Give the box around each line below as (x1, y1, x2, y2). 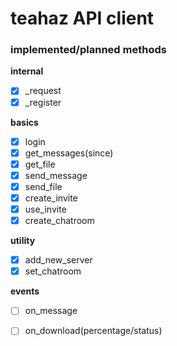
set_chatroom (24, 265, 82, 277)
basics (10, 116, 39, 128)
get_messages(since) (24, 147, 114, 159)
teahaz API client (10, 7, 155, 30)
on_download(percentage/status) (24, 325, 163, 337)
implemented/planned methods (10, 43, 167, 57)
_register (24, 96, 62, 108)
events (10, 285, 40, 297)
